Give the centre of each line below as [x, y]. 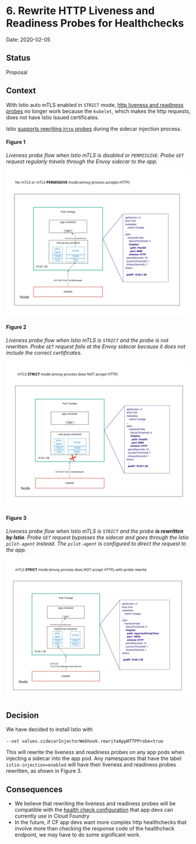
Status [18, 58]
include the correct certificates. [44, 352]
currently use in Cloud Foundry [52, 816]
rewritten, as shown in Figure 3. [44, 771]
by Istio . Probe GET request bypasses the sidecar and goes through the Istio [97, 537]
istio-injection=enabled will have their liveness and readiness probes [91, 765]
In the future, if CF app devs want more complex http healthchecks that [101, 822]
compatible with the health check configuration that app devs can [94, 810]
